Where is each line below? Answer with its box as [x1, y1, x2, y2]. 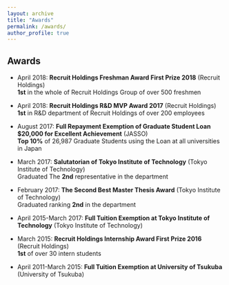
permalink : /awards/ [7, 23, 67, 30]
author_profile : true [7, 29, 70, 37]
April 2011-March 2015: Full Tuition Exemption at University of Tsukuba [17, 263, 223, 271]
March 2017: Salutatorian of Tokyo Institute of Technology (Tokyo [17, 158, 208, 166]
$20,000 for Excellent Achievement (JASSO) [17, 129, 148, 138]
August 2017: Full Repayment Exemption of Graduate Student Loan [17, 122, 211, 131]
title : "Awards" [7, 17, 54, 24]
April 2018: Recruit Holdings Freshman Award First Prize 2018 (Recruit [17, 73, 221, 82]
